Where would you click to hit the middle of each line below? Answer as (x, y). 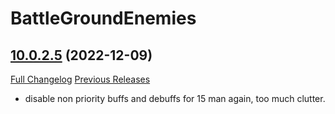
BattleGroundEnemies (103, 18)
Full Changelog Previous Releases (80, 79)
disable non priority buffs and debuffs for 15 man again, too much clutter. (175, 98)
